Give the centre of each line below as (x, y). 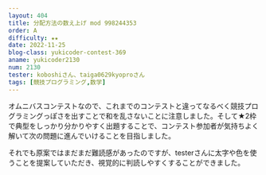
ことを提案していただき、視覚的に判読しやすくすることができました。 (130, 162)
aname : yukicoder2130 (44, 60)
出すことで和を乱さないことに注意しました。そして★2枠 (164, 115)
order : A (23, 30)
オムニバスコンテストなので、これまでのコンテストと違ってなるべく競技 (127, 106)
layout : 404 (28, 16)
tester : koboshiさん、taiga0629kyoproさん (77, 75)
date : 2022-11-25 (37, 45)
